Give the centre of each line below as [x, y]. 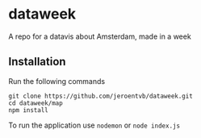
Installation [37, 62]
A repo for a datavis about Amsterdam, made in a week [100, 36]
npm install [28, 110]
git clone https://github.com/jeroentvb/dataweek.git [101, 96]
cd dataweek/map [36, 103]
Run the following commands [57, 81]
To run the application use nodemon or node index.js [94, 125]
